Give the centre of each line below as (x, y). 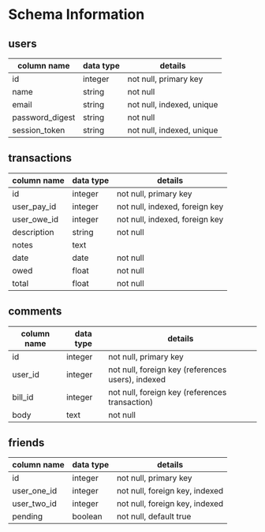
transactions (40, 158)
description (33, 232)
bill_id (23, 397)
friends (26, 443)
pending (28, 516)
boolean (87, 516)
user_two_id (34, 504)
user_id (26, 374)
